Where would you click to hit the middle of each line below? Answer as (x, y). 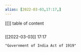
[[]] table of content (25, 23)
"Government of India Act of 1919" (41, 45)
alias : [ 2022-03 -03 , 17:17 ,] (33, 9)
